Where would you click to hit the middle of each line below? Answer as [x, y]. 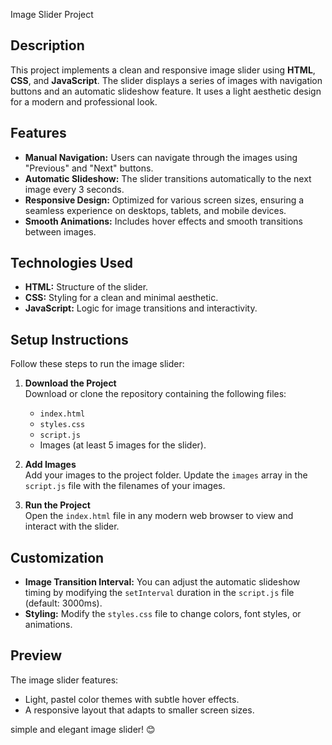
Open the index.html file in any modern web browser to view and [159, 516]
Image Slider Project [52, 14]
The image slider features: [64, 680]
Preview [36, 655]
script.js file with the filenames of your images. [125, 486]
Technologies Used [71, 263]
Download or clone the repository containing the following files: [155, 394]
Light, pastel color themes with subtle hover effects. [132, 699]
